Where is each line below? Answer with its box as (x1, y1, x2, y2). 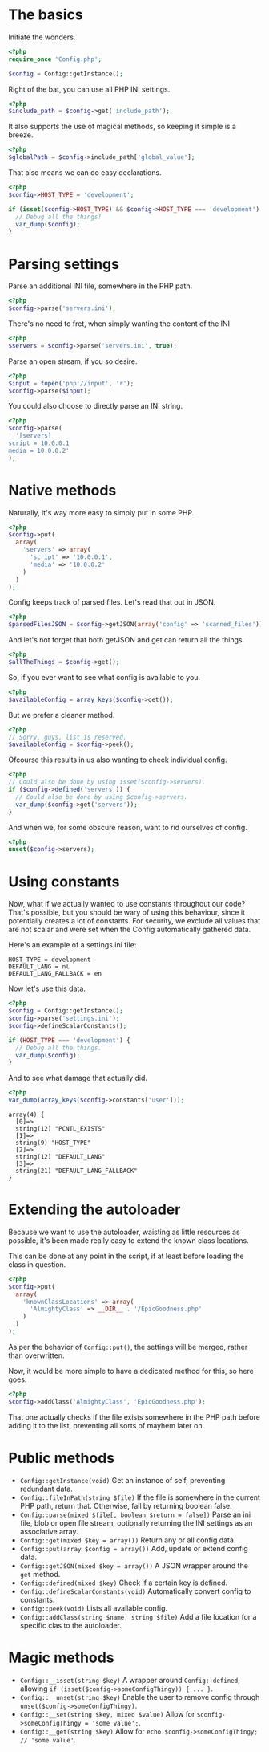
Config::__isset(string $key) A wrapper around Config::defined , (19, 1675, 240, 1685)
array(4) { (8, 1110, 45, 1118)
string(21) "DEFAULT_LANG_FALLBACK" (15, 1167, 138, 1175)
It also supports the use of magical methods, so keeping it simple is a (8, 122, 236, 132)
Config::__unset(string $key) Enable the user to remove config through (19, 1692, 260, 1701)
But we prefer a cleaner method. (8, 710, 115, 719)
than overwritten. (8, 1351, 65, 1360)
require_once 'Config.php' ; (8, 55, 102, 63)
